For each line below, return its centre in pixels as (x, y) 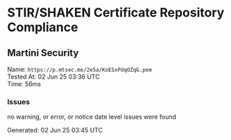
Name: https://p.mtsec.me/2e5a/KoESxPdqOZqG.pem (80, 69)
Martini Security (43, 53)
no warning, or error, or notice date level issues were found (92, 117)
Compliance (43, 27)
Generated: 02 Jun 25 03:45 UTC (55, 130)
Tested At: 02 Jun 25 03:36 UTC (54, 77)
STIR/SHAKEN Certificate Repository (116, 13)
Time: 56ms (24, 84)
